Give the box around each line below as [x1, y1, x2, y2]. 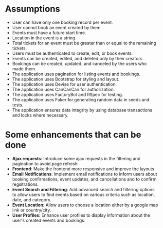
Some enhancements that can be [5, 130, 142, 140]
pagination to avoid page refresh [12, 161, 78, 166]
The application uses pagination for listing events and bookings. [12, 71, 141, 77]
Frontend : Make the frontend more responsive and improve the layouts [12, 166, 155, 172]
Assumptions [5, 3, 60, 15]
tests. [12, 102, 23, 108]
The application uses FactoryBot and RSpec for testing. [12, 91, 123, 98]
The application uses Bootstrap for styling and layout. [12, 76, 120, 82]
